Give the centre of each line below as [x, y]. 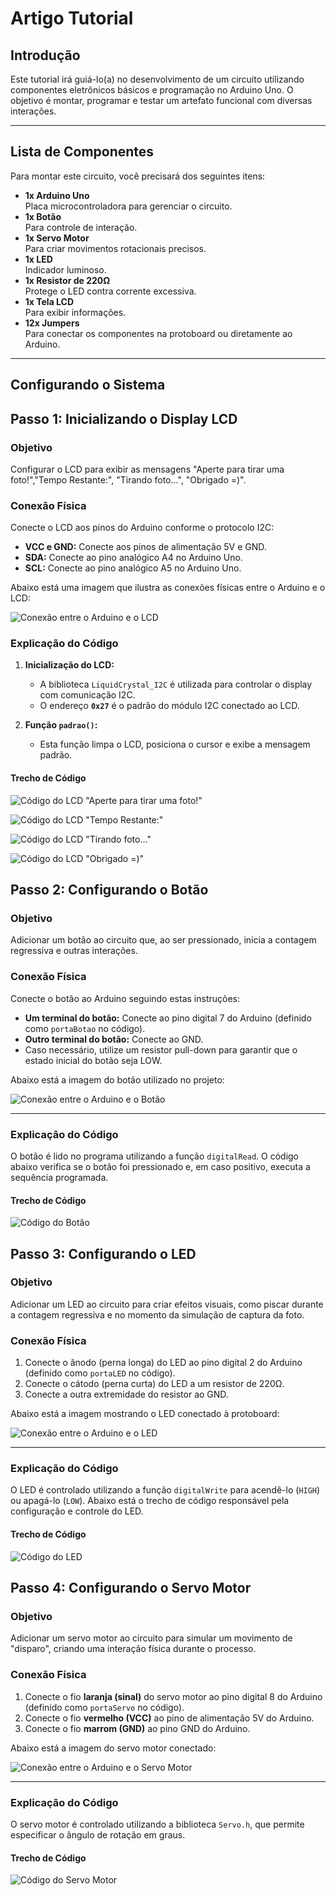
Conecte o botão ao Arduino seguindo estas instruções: [125, 998]
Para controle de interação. [81, 227]
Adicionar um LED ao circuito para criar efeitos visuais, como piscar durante [167, 1304]
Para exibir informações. [75, 312]
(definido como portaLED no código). [100, 1373]
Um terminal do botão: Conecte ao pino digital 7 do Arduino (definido [168, 1018]
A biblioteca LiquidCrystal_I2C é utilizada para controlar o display [176, 684]
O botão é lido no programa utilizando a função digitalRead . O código [154, 1156]
